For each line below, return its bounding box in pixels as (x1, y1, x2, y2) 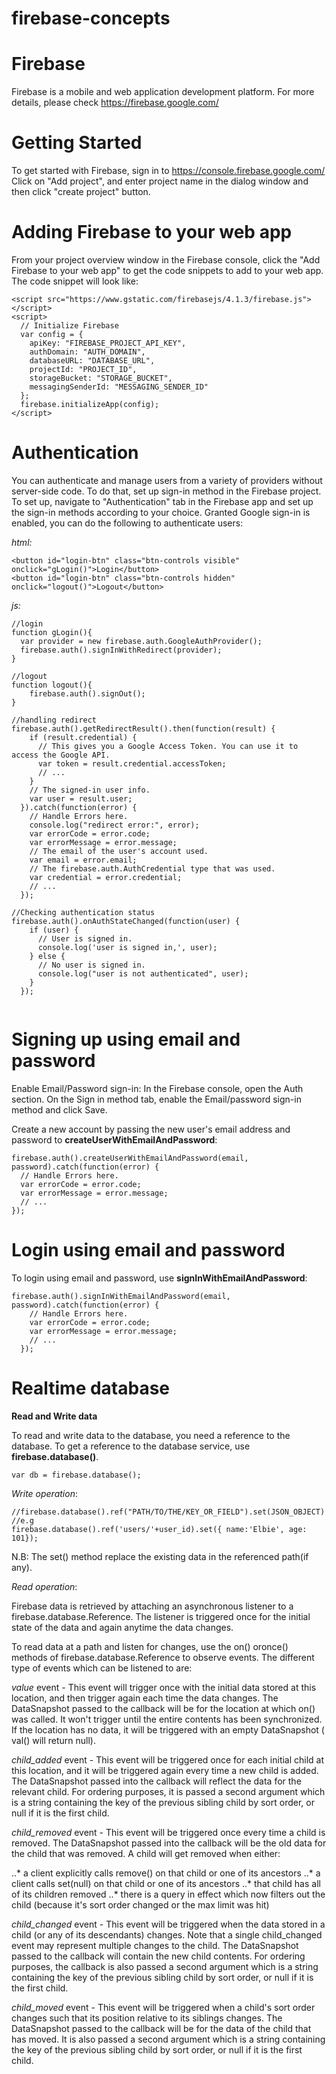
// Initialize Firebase (20, 321, 119, 331)
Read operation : (11, 1580, 78, 1592)
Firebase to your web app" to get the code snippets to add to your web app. (11, 265, 324, 276)
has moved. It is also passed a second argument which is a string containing (11, 2033, 326, 2045)
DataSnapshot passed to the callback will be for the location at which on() (11, 1702, 316, 1714)
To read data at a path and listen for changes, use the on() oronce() (11, 1640, 289, 1652)
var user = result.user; (29, 793, 133, 804)
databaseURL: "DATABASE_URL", (29, 356, 156, 366)
